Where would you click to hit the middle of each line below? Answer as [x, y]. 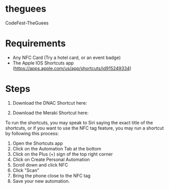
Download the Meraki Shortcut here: [50, 113]
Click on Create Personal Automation [51, 159]
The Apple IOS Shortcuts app [43, 63]
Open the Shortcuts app [38, 143]
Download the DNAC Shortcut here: [50, 103]
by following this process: [32, 133]
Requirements [36, 43]
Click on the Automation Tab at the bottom [57, 148]
